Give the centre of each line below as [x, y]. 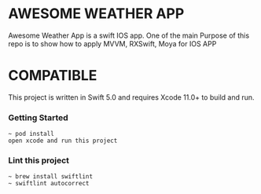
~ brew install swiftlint [50, 177]
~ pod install [31, 134]
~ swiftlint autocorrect [49, 184]
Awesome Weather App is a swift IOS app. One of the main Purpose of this [129, 35]
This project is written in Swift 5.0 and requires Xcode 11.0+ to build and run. [131, 97]
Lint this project [39, 160]
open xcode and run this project [63, 141]
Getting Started [38, 117]
